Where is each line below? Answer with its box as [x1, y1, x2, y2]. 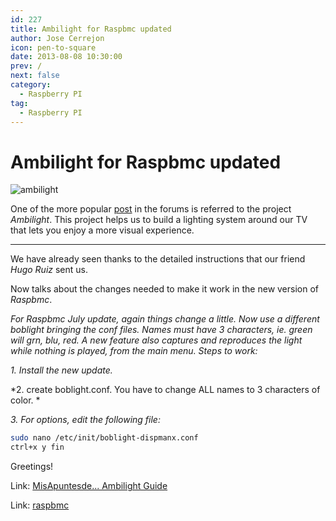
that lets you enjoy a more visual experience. [10, 224, 195, 236]
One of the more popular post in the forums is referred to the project [10, 203, 292, 215]
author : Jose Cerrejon [10, 33, 105, 43]
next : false [10, 71, 60, 81]
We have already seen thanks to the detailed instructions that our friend [10, 253, 306, 265]
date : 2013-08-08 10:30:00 [10, 52, 123, 62]
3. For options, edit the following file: [10, 414, 161, 426]
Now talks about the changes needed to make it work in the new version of [10, 283, 320, 295]
